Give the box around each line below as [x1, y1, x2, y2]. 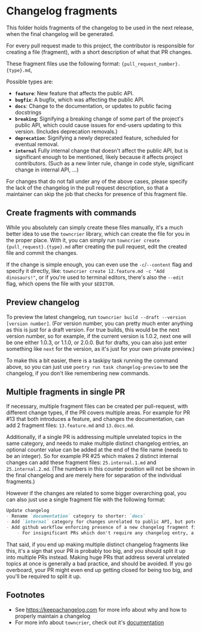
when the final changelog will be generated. [6, 30, 115, 37]
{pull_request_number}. [121, 61, 181, 67]
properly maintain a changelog [14, 612, 91, 619]
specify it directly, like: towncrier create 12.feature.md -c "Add [6, 267, 165, 274]
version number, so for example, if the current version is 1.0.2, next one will [6, 332, 191, 339]
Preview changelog [6, 297, 80, 308]
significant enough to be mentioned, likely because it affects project [14, 153, 182, 160]
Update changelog [6, 508, 50, 514]
